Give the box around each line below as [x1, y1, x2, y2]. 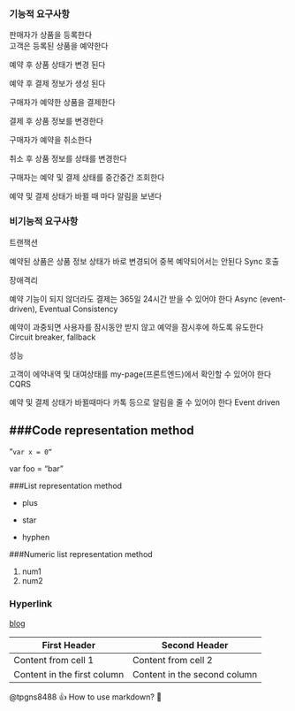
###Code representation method [9, 423, 194, 438]
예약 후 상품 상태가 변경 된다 [9, 59, 106, 70]
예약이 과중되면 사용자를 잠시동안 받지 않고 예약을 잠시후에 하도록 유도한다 [9, 321, 264, 333]
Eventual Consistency [39, 303, 118, 314]
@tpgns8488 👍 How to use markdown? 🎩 [9, 692, 163, 702]
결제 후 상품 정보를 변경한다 [9, 116, 104, 126]
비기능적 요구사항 [9, 215, 79, 227]
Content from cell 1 [13, 654, 95, 666]
